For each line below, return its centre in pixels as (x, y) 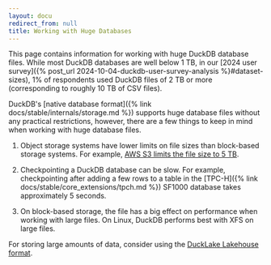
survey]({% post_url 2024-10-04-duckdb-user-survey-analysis (114, 71)
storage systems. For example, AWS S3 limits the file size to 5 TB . (129, 154)
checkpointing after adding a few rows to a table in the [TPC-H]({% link (139, 178)
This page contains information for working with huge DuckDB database (129, 54)
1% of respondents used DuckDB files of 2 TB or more (122, 80)
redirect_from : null (43, 24)
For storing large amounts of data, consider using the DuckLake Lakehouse (133, 245)
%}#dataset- (242, 71)
